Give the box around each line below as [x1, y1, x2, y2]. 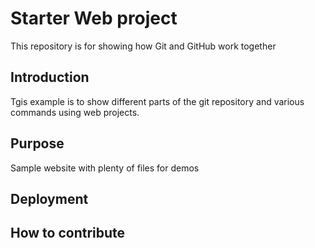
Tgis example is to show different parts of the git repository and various [10, 95, 305, 107]
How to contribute [10, 225, 126, 242]
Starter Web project [10, 7, 178, 30]
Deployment [10, 190, 89, 207]
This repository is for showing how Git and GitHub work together [10, 40, 277, 52]
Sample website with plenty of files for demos [10, 162, 200, 174]
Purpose [10, 135, 65, 152]
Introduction [10, 69, 90, 86]
